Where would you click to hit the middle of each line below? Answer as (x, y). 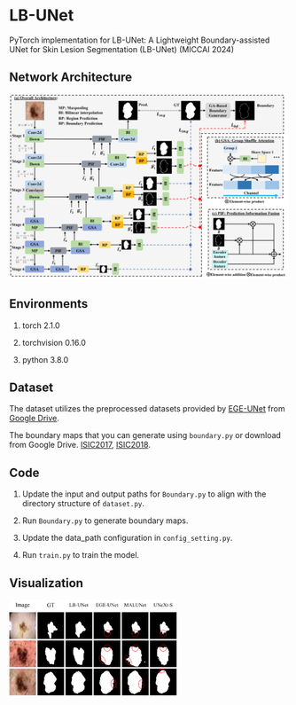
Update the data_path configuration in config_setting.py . (127, 538)
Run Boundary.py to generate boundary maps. (105, 521)
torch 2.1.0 (41, 325)
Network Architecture (71, 78)
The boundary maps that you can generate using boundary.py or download (145, 435)
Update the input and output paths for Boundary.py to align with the (144, 494)
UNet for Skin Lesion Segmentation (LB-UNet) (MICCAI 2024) (122, 49)
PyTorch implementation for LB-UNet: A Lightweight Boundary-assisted (140, 40)
